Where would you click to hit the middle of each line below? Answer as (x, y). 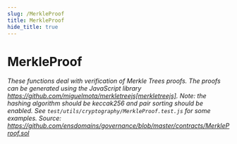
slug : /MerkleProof (36, 14)
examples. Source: (35, 118)
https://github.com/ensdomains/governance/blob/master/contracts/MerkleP (119, 126)
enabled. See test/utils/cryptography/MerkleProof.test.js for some (109, 111)
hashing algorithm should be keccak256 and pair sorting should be (105, 103)
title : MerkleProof (36, 20)
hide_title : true (33, 27)
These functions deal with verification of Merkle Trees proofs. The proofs (114, 81)
